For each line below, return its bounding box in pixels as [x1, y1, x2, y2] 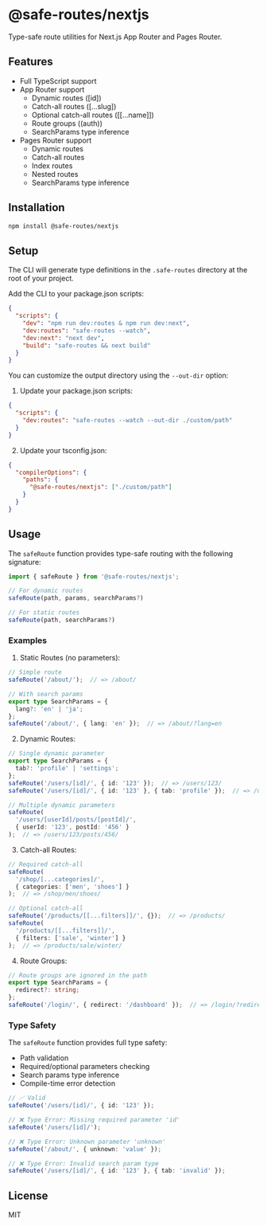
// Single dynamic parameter [8, 750, 105, 758]
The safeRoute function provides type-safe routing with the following [8, 548, 234, 558]
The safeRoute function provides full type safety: [8, 1038, 168, 1048]
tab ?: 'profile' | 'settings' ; [15, 765, 119, 773]
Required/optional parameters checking [19, 1062, 150, 1071]
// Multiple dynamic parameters [8, 801, 115, 809]
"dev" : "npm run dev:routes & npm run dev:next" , [22, 319, 191, 327]
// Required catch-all [8, 860, 83, 868]
